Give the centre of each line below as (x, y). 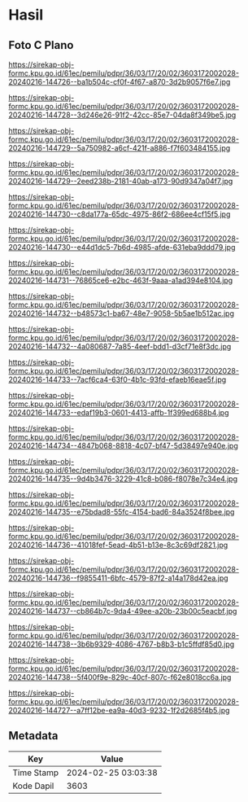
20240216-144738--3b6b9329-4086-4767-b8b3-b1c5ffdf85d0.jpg (122, 644)
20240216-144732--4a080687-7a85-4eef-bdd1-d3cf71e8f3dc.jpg (120, 346)
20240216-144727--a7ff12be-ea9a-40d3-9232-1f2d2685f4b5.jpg (119, 710)
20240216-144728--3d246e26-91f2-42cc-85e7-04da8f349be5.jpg (122, 115)
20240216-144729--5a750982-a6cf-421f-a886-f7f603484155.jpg (120, 148)
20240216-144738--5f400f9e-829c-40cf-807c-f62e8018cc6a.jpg (120, 677)
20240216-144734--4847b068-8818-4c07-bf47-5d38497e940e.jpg (123, 446)
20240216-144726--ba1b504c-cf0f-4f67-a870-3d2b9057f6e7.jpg (120, 82)
